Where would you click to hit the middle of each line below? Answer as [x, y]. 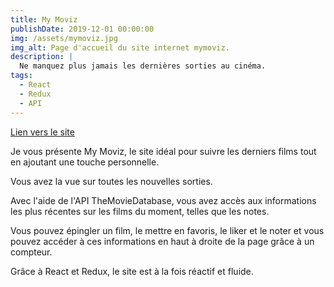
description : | [42, 57]
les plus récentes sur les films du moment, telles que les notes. [140, 211]
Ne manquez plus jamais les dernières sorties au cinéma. [143, 66]
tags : [21, 76]
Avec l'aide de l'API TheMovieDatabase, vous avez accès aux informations [163, 200]
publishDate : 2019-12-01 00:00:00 [82, 29]
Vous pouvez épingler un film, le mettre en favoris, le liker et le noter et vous [167, 230]
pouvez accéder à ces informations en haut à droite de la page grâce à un [162, 241]
